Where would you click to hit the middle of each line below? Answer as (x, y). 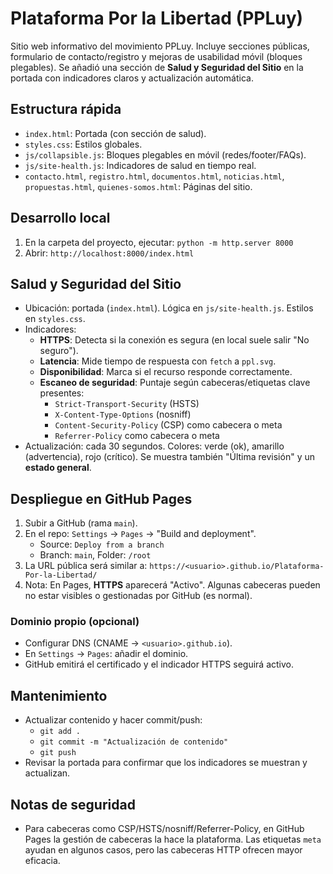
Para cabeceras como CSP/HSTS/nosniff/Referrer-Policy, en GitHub (164, 829)
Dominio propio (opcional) (75, 622)
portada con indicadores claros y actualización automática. (132, 78)
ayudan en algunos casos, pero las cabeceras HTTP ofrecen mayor (163, 850)
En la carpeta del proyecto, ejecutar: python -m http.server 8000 (159, 242)
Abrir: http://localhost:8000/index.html (109, 253)
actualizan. (47, 773)
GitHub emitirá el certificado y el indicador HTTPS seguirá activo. (159, 664)
